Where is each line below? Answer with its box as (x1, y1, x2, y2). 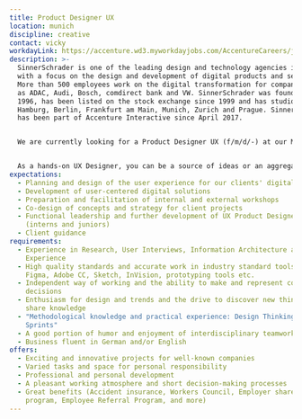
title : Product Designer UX (9, 13, 115, 22)
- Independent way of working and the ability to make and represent (17, 279, 283, 288)
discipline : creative (9, 30, 91, 39)
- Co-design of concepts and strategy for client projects (17, 203, 244, 212)
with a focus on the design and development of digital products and (17, 72, 283, 81)
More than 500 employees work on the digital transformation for (17, 80, 268, 89)
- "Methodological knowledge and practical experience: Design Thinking (17, 312, 296, 321)
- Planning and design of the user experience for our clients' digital (17, 178, 296, 187)
